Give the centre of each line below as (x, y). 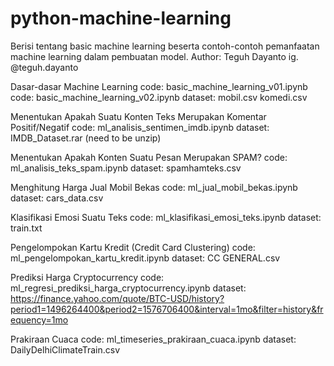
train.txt (26, 228)
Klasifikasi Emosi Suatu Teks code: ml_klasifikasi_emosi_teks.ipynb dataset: (166, 217)
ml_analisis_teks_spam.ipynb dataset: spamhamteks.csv (126, 168)
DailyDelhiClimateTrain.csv (65, 349)
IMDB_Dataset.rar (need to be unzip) (86, 138)
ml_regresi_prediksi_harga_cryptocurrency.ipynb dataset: (128, 288)
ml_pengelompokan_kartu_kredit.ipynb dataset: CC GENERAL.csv (145, 258)
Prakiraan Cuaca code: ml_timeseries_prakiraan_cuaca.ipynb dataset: (153, 339)
